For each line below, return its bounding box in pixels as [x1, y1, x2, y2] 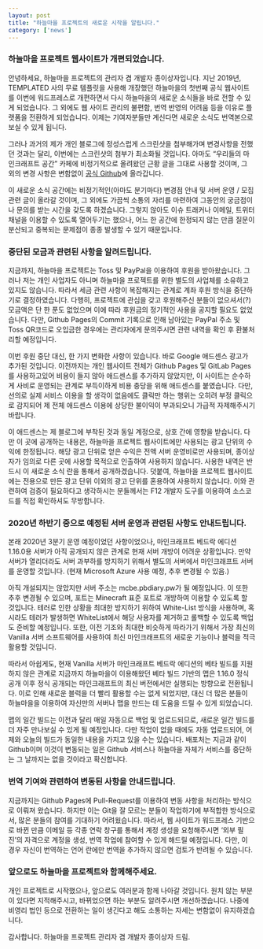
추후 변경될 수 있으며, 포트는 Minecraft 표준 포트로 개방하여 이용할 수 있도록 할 [8, 593, 248, 602]
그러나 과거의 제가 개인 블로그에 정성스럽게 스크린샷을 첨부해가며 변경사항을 [8, 139, 239, 148]
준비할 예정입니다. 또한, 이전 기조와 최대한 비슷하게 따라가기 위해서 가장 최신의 [16, 623, 255, 632]
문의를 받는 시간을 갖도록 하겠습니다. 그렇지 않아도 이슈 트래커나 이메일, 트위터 [16, 205, 255, 214]
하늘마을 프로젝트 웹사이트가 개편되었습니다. [8, 54, 165, 65]
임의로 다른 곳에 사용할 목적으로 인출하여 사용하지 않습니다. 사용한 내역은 [22, 456, 245, 465]
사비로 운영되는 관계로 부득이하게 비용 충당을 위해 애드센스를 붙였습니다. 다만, [16, 380, 254, 390]
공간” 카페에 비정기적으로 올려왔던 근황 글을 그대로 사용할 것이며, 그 [42, 158, 248, 168]
